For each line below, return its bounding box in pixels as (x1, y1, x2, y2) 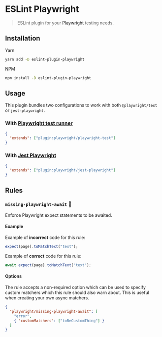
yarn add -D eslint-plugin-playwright (5, 57, 85, 62)
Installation (5, 34, 40, 43)
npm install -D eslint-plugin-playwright (5, 75, 92, 80)
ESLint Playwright (5, 3, 79, 15)
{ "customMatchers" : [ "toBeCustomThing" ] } (14, 318, 105, 323)
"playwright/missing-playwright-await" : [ (9, 309, 98, 314)
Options (5, 273, 22, 279)
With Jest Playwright (5, 152, 57, 159)
